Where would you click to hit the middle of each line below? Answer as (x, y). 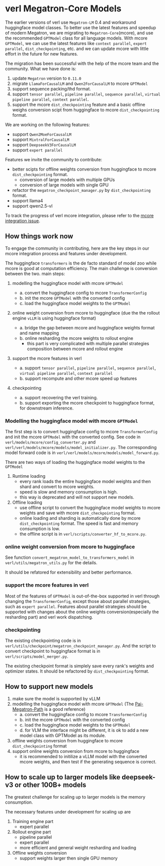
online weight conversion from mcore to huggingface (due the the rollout (86, 313)
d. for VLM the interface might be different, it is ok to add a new (84, 730)
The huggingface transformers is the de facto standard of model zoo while (81, 263)
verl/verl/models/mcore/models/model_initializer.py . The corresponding (81, 448)
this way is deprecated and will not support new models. (77, 497)
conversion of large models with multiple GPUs (67, 180)
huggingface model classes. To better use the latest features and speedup (81, 27)
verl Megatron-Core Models (63, 9)
